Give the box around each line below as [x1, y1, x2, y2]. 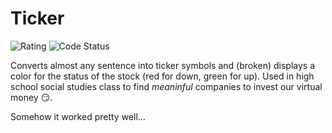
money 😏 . [10, 91, 53, 103]
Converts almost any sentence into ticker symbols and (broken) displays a [10, 59, 316, 71]
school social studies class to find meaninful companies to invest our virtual [10, 80, 323, 92]
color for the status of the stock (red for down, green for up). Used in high [10, 70, 315, 82]
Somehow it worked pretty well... [10, 110, 146, 122]
